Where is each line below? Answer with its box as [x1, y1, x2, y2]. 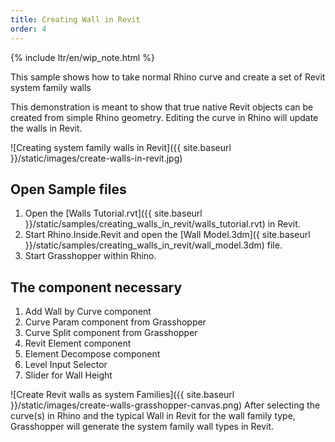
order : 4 [10, 24, 47, 34]
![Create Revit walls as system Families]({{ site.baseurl [10, 389, 235, 401]
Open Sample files [10, 181, 127, 198]
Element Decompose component [24, 348, 161, 360]
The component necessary [10, 279, 183, 296]
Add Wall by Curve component [24, 306, 152, 318]
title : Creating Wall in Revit [10, 14, 141, 25]
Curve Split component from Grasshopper [24, 327, 198, 339]
